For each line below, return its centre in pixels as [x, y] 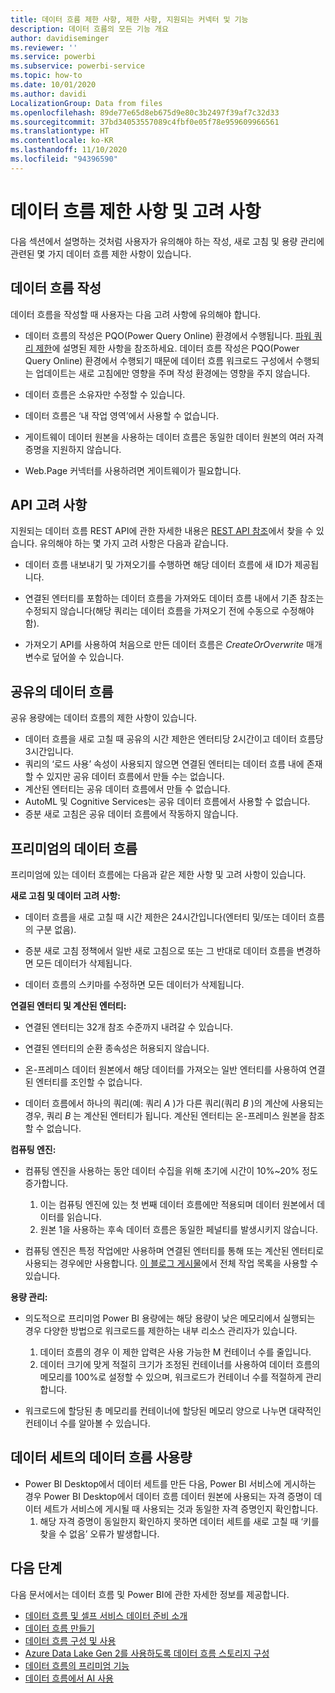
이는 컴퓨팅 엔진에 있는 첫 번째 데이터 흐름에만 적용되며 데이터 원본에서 [177, 1204]
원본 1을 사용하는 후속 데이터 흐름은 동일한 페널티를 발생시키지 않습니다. [179, 1229]
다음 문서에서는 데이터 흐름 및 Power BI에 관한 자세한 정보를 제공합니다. [150, 1594]
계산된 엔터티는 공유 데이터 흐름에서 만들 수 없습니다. [127, 789]
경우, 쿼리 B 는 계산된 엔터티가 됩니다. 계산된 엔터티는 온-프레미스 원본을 [165, 1115]
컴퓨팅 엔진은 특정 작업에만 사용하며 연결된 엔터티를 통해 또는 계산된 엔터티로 [174, 1250]
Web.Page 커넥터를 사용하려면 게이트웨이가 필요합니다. [133, 470]
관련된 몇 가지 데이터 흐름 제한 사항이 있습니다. [101, 253]
